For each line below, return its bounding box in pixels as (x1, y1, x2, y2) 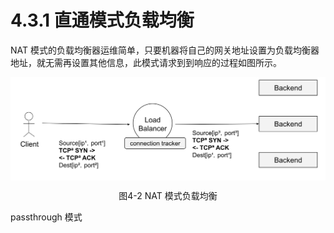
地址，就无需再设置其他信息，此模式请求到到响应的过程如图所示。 (10, 56, 282, 68)
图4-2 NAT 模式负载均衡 (118, 189, 218, 201)
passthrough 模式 (10, 211, 83, 223)
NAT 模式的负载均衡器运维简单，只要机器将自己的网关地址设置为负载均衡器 (10, 44, 320, 56)
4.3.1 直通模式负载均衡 (10, 9, 195, 32)
